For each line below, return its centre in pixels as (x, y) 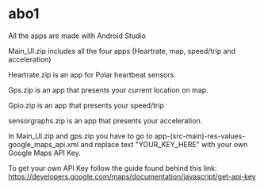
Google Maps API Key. (45, 153)
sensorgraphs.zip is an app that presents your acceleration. (105, 120)
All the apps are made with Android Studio (77, 36)
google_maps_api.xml (44, 144)
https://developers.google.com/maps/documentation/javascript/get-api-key (132, 176)
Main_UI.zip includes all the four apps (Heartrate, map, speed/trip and (122, 51)
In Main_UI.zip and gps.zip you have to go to (80, 136)
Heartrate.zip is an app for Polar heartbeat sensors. (92, 74)
